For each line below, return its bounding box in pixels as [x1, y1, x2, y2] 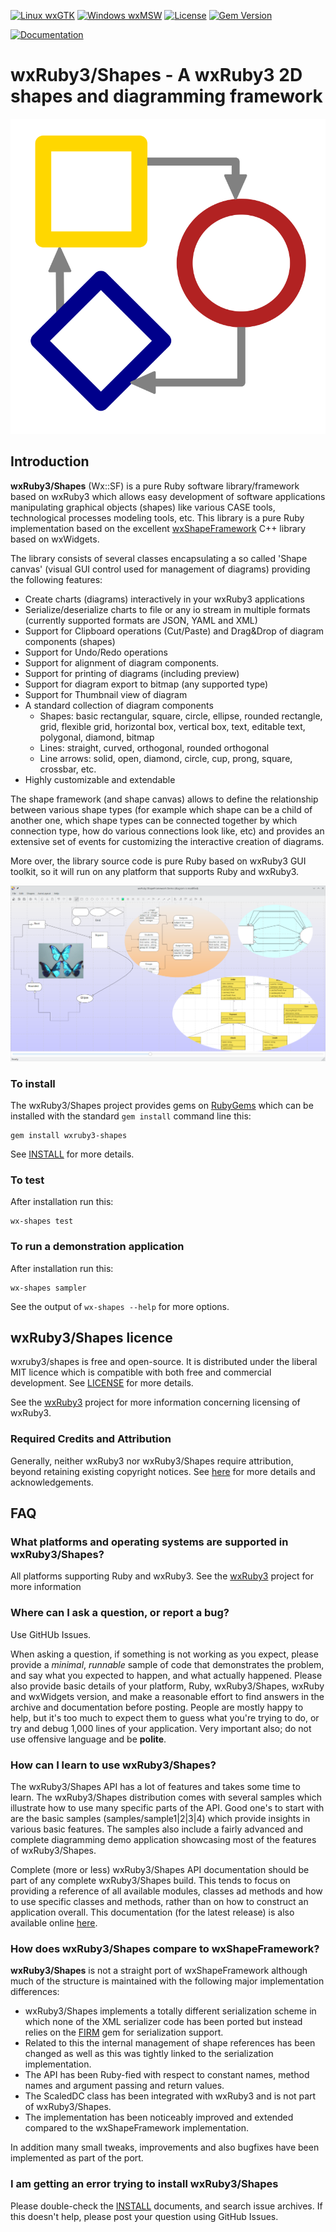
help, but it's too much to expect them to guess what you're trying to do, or [10, 1711, 320, 1724]
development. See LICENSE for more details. [10, 1377, 194, 1389]
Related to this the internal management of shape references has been [24, 2037, 316, 2049]
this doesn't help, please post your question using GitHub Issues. [10, 2210, 279, 2222]
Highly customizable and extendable [24, 773, 176, 785]
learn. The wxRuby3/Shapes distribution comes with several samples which [10, 1791, 322, 1804]
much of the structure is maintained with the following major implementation [10, 1975, 325, 1987]
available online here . [10, 1917, 98, 1929]
